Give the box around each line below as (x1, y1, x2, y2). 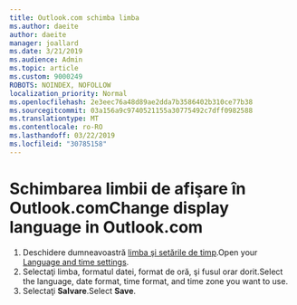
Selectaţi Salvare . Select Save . (22, 285, 137, 296)
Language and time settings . (22, 256, 129, 267)
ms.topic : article (9, 64, 79, 73)
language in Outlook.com (9, 216, 204, 237)
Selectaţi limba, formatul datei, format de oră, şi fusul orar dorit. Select (22, 266, 283, 277)
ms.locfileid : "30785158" (9, 139, 107, 148)
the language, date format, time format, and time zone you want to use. (22, 275, 288, 286)
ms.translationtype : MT (9, 114, 100, 123)
